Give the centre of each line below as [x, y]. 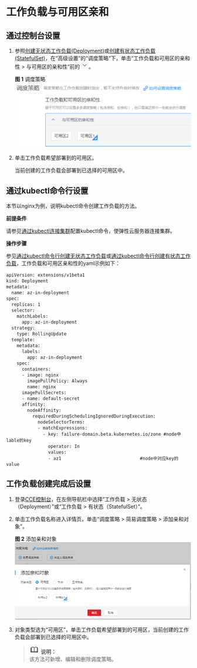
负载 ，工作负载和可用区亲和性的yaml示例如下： [63, 263]
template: [23, 340]
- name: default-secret [51, 399]
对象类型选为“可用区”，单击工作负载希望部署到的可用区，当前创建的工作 [102, 629]
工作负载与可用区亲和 [58, 12]
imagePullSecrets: [44, 393]
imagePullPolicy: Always [57, 381]
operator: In [64, 447]
